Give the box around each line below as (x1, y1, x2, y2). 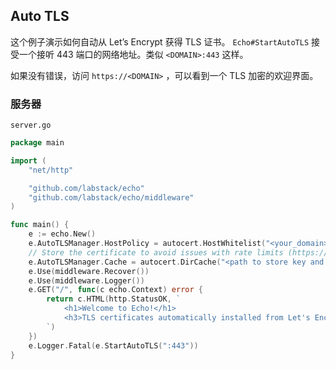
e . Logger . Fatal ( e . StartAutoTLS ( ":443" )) (28, 340, 199, 351)
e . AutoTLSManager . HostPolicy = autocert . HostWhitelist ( (28, 239, 267, 249)
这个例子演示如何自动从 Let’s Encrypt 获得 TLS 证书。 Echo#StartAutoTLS (10, 35, 310, 48)
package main (10, 138, 65, 148)
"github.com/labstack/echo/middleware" (28, 192, 195, 203)
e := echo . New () (28, 229, 97, 239)
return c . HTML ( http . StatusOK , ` (46, 294, 182, 304)
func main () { (10, 220, 70, 230)
